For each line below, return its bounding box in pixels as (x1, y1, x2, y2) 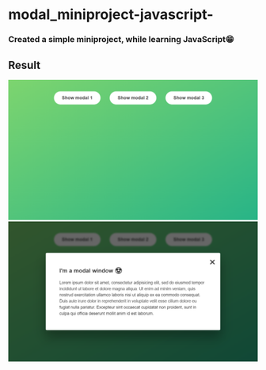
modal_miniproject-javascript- (8, 6, 214, 24)
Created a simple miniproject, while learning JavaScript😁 (8, 34, 235, 45)
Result (8, 58, 41, 72)
